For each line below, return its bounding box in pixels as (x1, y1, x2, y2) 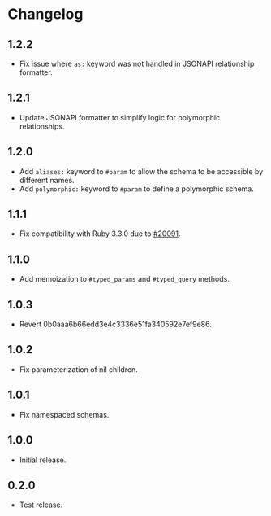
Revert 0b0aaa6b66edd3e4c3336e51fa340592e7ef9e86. (19, 319, 212, 330)
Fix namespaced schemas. (19, 409, 110, 419)
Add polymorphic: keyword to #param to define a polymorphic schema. (19, 184, 255, 194)
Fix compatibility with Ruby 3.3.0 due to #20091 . (19, 229, 181, 238)
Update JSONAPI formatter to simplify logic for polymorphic (19, 112, 221, 122)
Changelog (7, 5, 84, 24)
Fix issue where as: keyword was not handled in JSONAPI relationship (19, 59, 255, 68)
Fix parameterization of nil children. (19, 364, 139, 374)
